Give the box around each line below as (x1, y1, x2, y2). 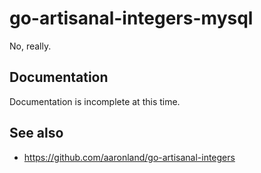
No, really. (9, 40, 52, 52)
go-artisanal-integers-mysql (9, 7, 254, 30)
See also (9, 125, 64, 142)
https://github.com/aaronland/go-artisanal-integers (23, 151, 236, 163)
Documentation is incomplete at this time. (9, 95, 181, 107)
